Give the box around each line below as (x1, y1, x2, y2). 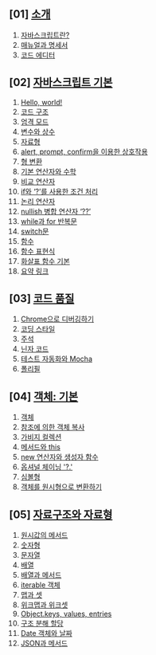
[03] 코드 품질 (9, 292, 75, 305)
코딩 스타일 (20, 324, 56, 334)
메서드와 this (20, 442, 60, 452)
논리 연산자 (20, 196, 56, 206)
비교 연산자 (20, 176, 56, 186)
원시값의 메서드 (20, 531, 68, 540)
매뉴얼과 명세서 (20, 40, 68, 49)
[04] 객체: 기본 (9, 390, 79, 403)
